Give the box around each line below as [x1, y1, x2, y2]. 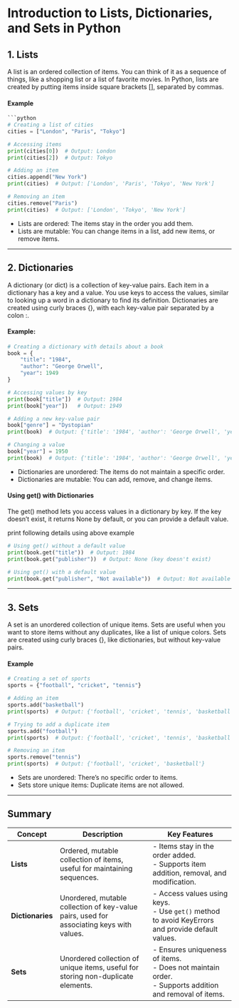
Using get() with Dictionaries [7, 491, 95, 500]
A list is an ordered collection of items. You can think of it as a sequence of [7, 68, 227, 76]
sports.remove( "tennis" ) [7, 754, 81, 761]
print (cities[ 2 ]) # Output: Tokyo [7, 154, 113, 161]
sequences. [59, 872, 100, 882]
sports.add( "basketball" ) [7, 701, 84, 709]
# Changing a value [7, 441, 65, 448]
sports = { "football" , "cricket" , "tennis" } [7, 682, 142, 689]
